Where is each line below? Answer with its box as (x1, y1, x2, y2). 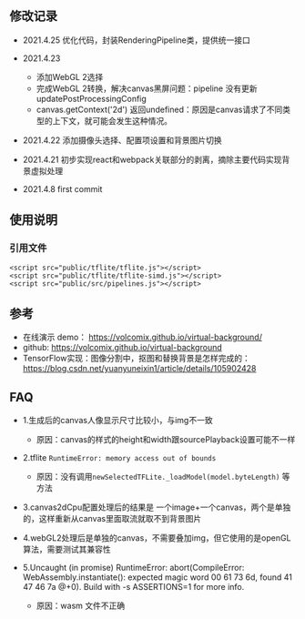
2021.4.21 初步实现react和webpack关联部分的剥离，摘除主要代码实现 (22, 154, 282, 165)
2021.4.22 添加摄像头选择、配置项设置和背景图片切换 (22, 135, 223, 146)
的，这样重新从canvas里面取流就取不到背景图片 (22, 513, 202, 524)
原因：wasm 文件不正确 (36, 600, 126, 612)
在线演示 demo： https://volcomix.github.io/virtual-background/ (22, 331, 262, 343)
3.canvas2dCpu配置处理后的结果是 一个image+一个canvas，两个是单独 (22, 502, 291, 512)
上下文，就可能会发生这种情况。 (52, 115, 173, 126)
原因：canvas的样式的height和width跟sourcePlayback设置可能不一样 (36, 434, 296, 445)
